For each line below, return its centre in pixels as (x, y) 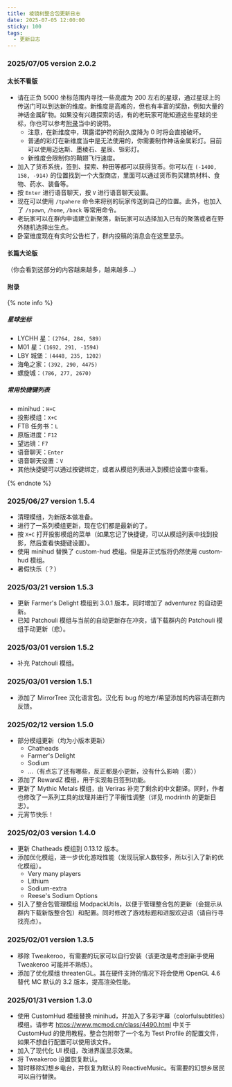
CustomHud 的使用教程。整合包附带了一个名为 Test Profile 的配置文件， (120, 1033)
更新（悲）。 (52, 629)
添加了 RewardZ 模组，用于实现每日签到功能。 (83, 780)
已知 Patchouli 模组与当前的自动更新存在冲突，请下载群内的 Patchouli (116, 621)
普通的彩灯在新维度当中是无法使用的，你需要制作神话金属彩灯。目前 (125, 141)
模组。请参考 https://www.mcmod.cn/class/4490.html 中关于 (104, 1024)
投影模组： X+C (37, 417)
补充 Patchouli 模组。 (47, 663)
